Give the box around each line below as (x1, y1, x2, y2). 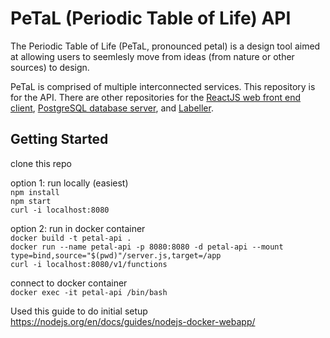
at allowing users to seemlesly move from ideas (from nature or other (10, 50, 295, 62)
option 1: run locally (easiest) (10, 177, 129, 189)
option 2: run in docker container (10, 222, 146, 234)
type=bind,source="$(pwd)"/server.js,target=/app (10, 250, 222, 261)
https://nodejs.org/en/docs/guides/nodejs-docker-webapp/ (10, 315, 256, 327)
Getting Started (10, 131, 109, 148)
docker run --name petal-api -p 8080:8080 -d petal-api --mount (10, 242, 284, 252)
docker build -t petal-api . (10, 233, 132, 243)
